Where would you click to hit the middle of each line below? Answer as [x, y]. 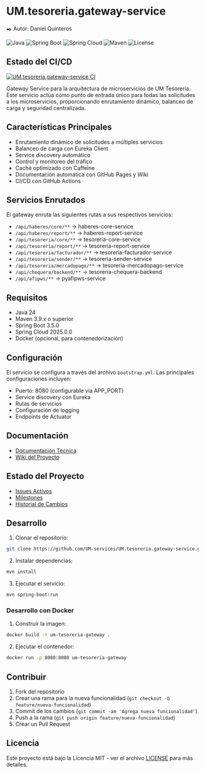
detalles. [17, 764]
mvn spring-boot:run [33, 595]
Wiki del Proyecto [37, 457]
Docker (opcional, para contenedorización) [69, 339]
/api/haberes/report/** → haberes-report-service [79, 233]
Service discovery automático [52, 155]
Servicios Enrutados [46, 200]
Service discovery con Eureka [53, 397]
